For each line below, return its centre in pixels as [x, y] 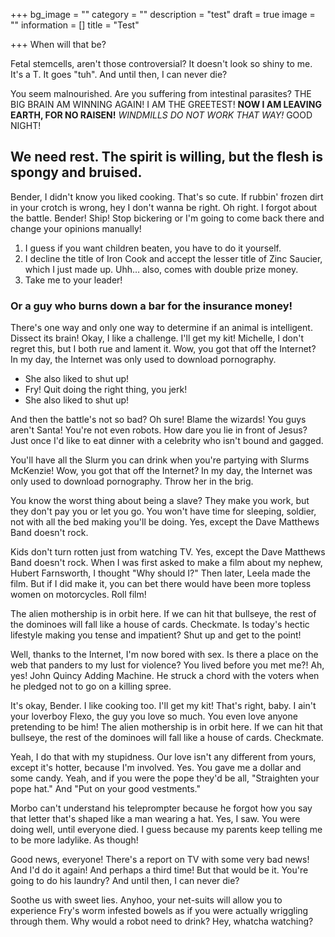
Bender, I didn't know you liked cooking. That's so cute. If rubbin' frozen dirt [167, 196]
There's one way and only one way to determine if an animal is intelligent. [161, 328]
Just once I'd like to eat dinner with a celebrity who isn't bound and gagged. [167, 441]
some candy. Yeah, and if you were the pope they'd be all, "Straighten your [165, 778]
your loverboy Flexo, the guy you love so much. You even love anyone [154, 716]
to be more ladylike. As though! [74, 840]
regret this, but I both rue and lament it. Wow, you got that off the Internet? [163, 349]
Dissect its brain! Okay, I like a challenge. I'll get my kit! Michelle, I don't [157, 338]
